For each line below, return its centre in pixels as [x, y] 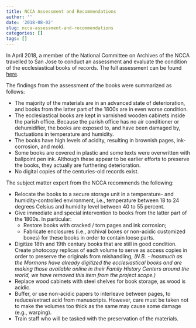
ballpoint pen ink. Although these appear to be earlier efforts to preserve [102, 159]
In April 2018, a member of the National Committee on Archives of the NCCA [98, 55]
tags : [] [17, 39]
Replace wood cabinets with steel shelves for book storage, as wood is [100, 281]
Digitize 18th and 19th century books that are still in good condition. [96, 244]
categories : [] [25, 33]
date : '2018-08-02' [30, 22]
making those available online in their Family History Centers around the [102, 269]
